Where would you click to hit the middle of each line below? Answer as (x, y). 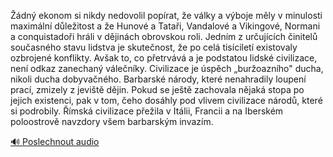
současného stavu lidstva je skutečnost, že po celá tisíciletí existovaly (154, 47)
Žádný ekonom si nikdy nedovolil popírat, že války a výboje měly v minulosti (166, 15)
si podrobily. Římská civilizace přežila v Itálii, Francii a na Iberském (147, 111)
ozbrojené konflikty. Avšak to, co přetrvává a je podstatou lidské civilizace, (164, 58)
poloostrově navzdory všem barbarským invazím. (112, 121)
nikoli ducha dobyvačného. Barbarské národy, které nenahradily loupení (158, 79)
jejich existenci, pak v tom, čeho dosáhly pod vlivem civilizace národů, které (166, 100)
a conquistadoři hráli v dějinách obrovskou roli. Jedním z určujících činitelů (164, 36)
